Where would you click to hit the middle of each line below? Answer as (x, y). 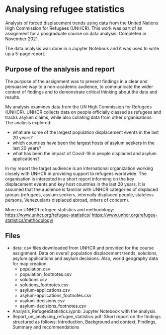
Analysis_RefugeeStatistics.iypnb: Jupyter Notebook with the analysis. (84, 311)
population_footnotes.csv (46, 274)
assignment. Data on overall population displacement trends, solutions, (85, 253)
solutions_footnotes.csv (44, 285)
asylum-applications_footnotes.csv (56, 295)
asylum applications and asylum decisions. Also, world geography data (85, 258)
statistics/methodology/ (29, 220)
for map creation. (30, 263)
